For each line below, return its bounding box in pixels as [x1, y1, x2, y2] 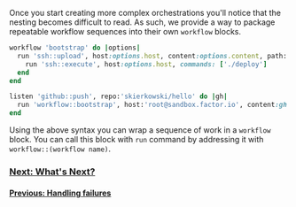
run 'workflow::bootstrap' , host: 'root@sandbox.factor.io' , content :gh [17, 101, 288, 110]
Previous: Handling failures [9, 188, 112, 198]
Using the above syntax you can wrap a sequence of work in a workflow [9, 125, 271, 135]
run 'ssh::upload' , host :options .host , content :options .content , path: [17, 51, 288, 60]
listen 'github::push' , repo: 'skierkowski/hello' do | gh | [9, 92, 228, 101]
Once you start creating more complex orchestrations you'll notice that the [9, 8, 282, 18]
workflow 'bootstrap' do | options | [9, 43, 141, 52]
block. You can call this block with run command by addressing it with [9, 134, 264, 144]
